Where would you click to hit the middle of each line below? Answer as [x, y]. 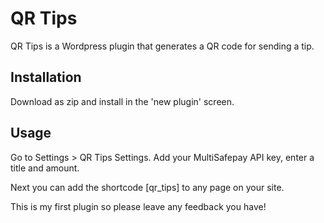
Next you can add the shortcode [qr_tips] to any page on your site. [147, 187]
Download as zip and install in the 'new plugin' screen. [122, 101]
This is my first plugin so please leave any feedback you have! [138, 206]
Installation [46, 77]
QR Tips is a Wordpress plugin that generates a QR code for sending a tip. [162, 46]
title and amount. [45, 168]
